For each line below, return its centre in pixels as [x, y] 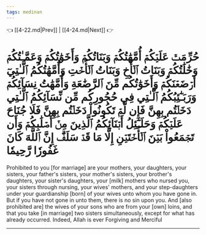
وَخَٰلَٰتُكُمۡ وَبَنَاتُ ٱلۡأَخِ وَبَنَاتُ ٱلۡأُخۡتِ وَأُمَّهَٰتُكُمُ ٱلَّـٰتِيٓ [102, 70]
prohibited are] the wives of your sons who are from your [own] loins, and [99, 206]
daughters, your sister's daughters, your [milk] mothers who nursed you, [98, 181]
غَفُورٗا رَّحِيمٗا [32, 150]
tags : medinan [25, 12]
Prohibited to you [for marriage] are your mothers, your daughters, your [97, 167]
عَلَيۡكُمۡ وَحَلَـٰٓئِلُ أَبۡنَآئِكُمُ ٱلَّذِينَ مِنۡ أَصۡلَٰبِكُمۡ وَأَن [95, 124]
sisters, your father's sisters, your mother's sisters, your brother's [89, 174]
